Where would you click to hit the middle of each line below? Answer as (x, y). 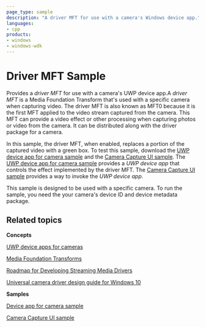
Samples (18, 294)
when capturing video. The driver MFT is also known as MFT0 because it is (101, 106)
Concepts (19, 235)
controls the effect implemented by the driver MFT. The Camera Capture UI (101, 170)
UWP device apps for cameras (45, 246)
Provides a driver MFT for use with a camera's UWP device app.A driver (97, 93)
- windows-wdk (24, 46)
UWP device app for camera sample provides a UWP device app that (93, 163)
